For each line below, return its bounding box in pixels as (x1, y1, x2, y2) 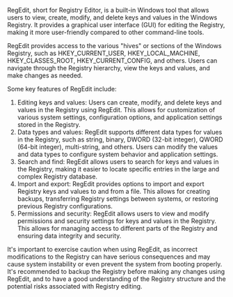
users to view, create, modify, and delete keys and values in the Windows (7, 13, 218, 22)
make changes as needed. (7, 71, 83, 79)
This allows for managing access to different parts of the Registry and (17, 224, 218, 232)
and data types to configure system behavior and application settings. (17, 150, 218, 158)
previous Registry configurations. (17, 202, 113, 210)
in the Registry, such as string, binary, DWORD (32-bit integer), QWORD (17, 135, 224, 144)
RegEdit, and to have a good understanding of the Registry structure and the (7, 275, 226, 283)
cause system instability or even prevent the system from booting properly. (7, 260, 223, 268)
